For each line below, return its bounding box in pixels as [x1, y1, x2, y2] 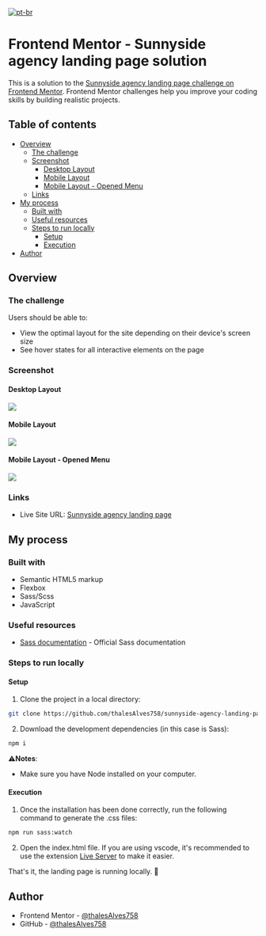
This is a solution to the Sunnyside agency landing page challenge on [8, 78, 234, 87]
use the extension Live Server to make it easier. [19, 851, 174, 861]
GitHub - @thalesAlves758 [19, 919, 107, 929]
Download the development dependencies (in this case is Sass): [19, 725, 230, 734]
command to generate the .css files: [19, 813, 138, 823]
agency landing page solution [8, 52, 207, 70]
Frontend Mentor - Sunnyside [8, 36, 207, 53]
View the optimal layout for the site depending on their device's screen [19, 329, 251, 338]
